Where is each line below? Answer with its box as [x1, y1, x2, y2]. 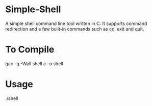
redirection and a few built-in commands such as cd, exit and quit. [5, 25, 144, 32]
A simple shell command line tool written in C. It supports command [5, 20, 147, 26]
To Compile [5, 44, 55, 56]
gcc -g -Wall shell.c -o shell [5, 60, 63, 67]
